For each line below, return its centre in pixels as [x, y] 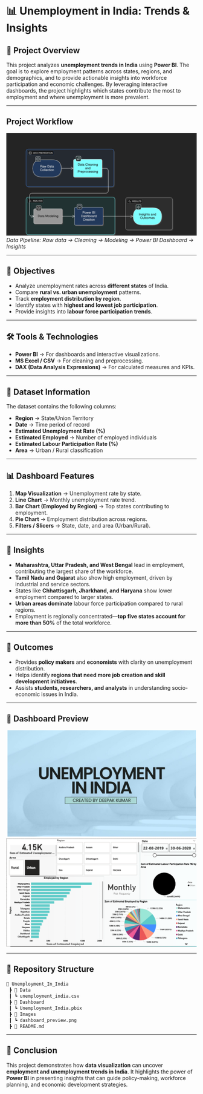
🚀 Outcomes [30, 647]
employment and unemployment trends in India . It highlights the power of [99, 1072]
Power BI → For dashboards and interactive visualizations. [87, 355]
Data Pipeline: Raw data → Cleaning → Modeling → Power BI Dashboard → [100, 240]
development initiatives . [46, 681]
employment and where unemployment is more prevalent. [78, 97]
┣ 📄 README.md [27, 1026]
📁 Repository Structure [50, 969]
